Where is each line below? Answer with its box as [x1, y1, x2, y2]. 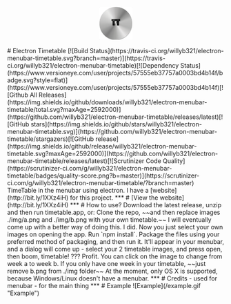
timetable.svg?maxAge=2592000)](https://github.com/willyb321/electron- [7, 149, 219, 158]
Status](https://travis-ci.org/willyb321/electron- [89, 46, 224, 55]
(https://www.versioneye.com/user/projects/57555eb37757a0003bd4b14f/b [7, 68, 223, 77]
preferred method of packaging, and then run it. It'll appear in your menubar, [7, 237, 224, 245]
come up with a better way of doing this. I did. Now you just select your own [7, 222, 223, 231]
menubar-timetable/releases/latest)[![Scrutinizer [7, 156, 145, 165]
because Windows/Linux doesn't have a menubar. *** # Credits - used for [7, 274, 217, 283]
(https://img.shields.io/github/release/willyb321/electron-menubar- [7, 142, 197, 150]
